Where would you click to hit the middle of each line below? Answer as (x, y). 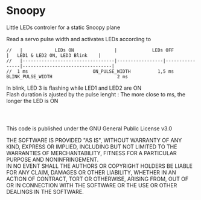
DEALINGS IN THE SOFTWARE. (45, 192)
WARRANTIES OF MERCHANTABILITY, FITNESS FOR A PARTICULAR (91, 153)
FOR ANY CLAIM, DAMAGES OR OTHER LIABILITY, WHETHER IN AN (91, 172)
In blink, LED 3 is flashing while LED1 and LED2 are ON (74, 88)
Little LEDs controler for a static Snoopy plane (63, 27)
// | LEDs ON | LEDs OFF (90, 50)
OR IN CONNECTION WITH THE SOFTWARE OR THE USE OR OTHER (92, 185)
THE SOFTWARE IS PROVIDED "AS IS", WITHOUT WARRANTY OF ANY (94, 140)
